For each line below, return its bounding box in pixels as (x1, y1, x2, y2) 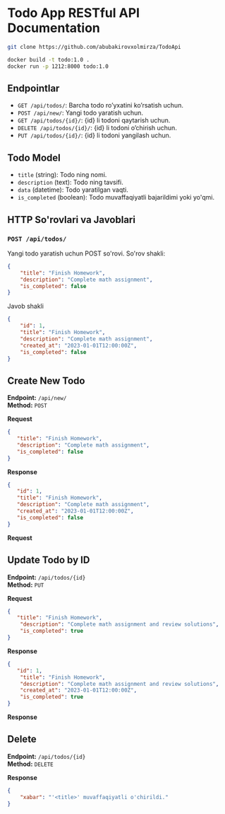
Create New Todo (7, 374, 85, 386)
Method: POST (7, 401, 47, 410)
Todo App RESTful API (7, 5, 140, 21)
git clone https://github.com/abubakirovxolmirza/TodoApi (7, 43, 181, 50)
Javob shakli (7, 302, 44, 311)
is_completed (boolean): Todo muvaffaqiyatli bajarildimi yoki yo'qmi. (17, 193, 215, 202)
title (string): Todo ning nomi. (17, 171, 107, 179)
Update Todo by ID (7, 554, 90, 566)
